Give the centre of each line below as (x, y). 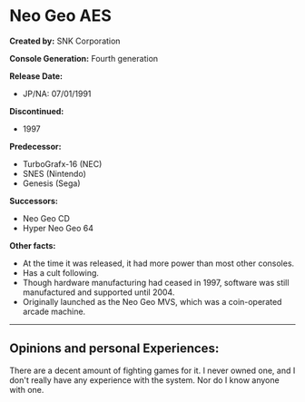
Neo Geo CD (46, 218)
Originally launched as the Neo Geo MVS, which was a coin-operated (152, 301)
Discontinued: (37, 111)
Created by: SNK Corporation (65, 41)
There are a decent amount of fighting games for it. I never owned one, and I (152, 370)
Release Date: (36, 76)
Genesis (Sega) (51, 183)
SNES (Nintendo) (54, 173)
